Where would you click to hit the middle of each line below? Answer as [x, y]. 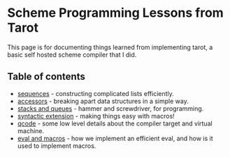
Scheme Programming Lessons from [115, 13]
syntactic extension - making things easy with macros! [96, 116]
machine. [31, 130]
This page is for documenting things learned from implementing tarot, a [110, 47]
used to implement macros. [57, 146]
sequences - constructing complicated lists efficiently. [96, 93]
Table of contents [46, 77]
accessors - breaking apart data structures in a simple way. [103, 101]
